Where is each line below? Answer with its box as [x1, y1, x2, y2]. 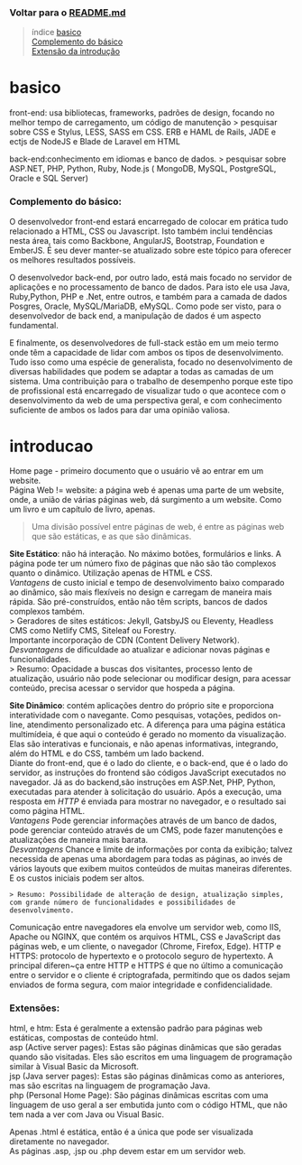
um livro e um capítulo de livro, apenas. [9, 504, 156, 515]
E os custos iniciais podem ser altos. [9, 873, 145, 883]
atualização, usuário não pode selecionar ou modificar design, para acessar [9, 673, 291, 684]
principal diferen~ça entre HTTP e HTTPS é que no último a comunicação [9, 960, 284, 971]
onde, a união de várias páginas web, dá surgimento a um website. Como [9, 495, 282, 505]
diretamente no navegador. [9, 1135, 110, 1147]
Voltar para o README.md [9, 6, 126, 19]
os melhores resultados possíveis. [9, 254, 136, 265]
